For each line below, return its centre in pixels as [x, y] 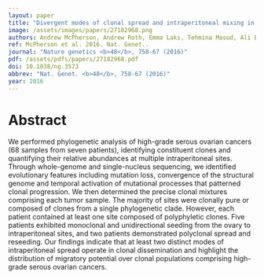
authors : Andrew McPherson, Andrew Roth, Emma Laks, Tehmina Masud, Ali [130, 37]
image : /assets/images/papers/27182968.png [81, 30]
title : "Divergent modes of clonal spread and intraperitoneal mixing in [132, 23]
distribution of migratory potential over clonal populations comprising [120, 259]
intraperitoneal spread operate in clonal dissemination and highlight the [123, 250]
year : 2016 [26, 81]
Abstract [37, 120]
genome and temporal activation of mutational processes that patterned [125, 184]
